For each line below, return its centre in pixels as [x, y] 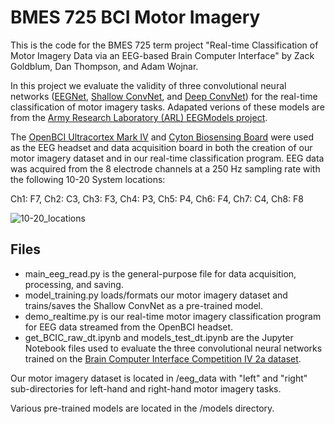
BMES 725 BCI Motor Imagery [135, 17]
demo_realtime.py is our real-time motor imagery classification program [173, 316]
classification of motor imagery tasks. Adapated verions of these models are [167, 107]
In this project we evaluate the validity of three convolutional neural [148, 85]
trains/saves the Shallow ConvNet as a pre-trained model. [144, 305]
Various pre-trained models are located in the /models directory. [142, 408]
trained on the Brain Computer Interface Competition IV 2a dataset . [163, 358]
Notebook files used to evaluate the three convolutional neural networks [173, 348]
